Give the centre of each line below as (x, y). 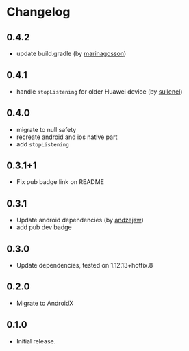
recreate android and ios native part (67, 137)
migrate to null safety (46, 129)
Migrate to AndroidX (45, 303)
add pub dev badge (44, 227)
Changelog (38, 12)
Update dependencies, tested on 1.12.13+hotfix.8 (85, 265)
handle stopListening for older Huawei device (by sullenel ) (99, 91)
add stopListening (42, 144)
